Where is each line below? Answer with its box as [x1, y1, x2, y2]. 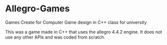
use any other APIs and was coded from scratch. [5, 34, 106, 40]
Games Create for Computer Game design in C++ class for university [5, 19, 147, 25]
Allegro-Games [5, 3, 70, 14]
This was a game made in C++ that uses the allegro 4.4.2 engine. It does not [5, 29, 163, 35]
